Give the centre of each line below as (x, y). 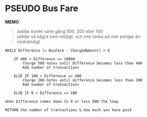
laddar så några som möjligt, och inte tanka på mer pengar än (79, 36)
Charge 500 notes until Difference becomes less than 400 (83, 63)
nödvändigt (28, 41)
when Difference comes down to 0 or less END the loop (62, 101)
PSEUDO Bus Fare (42, 8)
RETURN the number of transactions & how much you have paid (68, 110)
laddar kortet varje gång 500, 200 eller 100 (60, 31)
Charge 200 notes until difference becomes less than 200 (83, 80)
